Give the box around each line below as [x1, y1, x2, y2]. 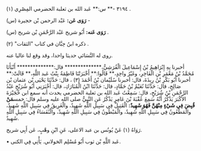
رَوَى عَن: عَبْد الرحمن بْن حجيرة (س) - [6, 17, 91, 23]
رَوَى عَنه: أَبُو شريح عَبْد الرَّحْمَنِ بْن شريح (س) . [6, 28, 109, 35]
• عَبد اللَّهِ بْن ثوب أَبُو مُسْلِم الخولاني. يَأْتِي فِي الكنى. [6, 138, 121, 145]
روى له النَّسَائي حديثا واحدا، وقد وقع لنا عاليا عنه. [6, 52, 113, 59]
